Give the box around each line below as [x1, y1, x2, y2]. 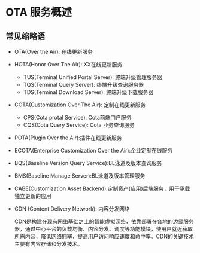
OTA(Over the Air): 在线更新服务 [14, 48, 93, 55]
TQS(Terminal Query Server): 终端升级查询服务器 [23, 81, 144, 88]
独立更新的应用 [14, 193, 51, 199]
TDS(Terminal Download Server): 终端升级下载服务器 [23, 89, 154, 96]
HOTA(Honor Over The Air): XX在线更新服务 [14, 61, 123, 68]
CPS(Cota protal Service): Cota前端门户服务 [23, 114, 132, 121]
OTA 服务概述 [5, 5, 72, 19]
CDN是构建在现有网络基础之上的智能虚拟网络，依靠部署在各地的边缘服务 [14, 218, 194, 225]
